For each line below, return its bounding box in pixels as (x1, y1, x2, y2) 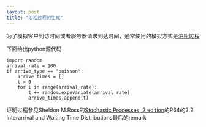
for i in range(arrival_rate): (17, 84, 97, 90)
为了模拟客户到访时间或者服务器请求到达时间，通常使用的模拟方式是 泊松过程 (6, 32, 200, 40)
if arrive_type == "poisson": (6, 68, 84, 74)
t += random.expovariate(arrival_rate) (28, 89, 131, 95)
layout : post (6, 9, 40, 15)
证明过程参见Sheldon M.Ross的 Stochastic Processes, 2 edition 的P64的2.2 (6, 106, 194, 114)
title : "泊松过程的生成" (6, 15, 63, 21)
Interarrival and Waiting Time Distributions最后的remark (6, 114, 147, 121)
